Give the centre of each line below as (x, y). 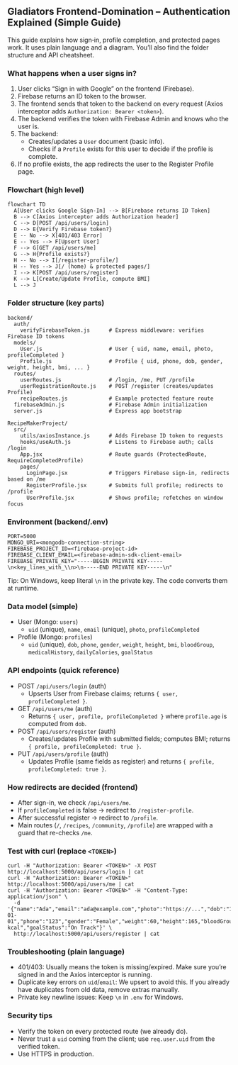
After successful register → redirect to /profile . (88, 818)
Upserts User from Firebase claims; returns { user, (103, 693)
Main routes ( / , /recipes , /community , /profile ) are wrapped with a (115, 825)
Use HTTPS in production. (56, 1054)
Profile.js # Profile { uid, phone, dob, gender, (121, 361)
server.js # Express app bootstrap (98, 411)
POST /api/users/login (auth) (62, 686)
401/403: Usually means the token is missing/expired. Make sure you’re (122, 967)
